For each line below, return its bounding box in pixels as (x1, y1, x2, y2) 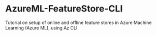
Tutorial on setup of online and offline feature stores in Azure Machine (5, 19, 152, 25)
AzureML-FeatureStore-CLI (5, 3, 123, 14)
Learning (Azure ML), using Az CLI (5, 24, 78, 30)
